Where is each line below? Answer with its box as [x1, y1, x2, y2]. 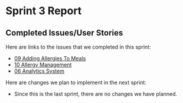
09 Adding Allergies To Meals [14, 55, 86, 62]
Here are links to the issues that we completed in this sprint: [5, 43, 151, 50]
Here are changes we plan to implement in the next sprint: [5, 79, 147, 86]
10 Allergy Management [14, 61, 72, 68]
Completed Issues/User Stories [5, 28, 123, 38]
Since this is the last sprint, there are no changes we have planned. [14, 91, 178, 97]
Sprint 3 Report [5, 4, 82, 18]
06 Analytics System [14, 67, 64, 75]
